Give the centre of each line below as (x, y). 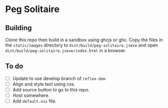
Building (18, 28)
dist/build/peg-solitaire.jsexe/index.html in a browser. (66, 50)
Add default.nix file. (34, 101)
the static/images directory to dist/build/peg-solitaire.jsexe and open (82, 45)
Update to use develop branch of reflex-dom (59, 78)
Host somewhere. (31, 95)
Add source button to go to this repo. (51, 89)
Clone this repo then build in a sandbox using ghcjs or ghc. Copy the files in (84, 40)
